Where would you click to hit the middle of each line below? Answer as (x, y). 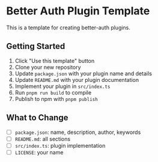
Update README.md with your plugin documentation (77, 80)
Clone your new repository (48, 67)
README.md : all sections (43, 139)
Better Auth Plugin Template (78, 11)
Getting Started (36, 46)
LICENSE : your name (39, 152)
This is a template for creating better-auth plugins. (68, 27)
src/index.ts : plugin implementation (60, 145)
